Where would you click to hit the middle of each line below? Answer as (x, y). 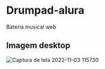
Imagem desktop (38, 46)
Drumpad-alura (46, 10)
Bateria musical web (31, 27)
